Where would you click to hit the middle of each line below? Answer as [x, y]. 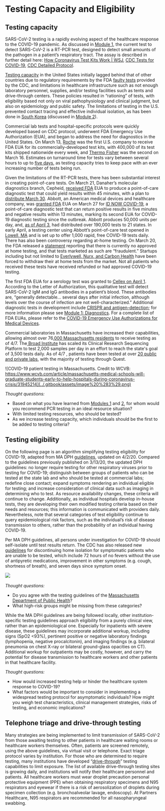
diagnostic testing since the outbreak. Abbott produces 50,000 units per [84, 220]
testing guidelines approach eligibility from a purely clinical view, [88, 620]
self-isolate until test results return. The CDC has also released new [74, 545]
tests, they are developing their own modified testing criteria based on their [82, 504]
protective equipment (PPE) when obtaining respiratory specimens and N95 [82, 782]
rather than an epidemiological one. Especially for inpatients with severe [78, 625]
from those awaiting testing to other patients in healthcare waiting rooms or [82, 740]
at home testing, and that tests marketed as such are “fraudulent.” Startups [81, 251]
